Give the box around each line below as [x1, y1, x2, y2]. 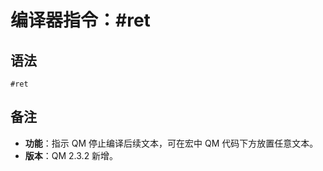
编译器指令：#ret [10, 9, 151, 32]
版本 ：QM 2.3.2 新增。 [24, 149, 119, 161]
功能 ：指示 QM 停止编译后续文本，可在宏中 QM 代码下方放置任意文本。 [24, 137, 319, 149]
